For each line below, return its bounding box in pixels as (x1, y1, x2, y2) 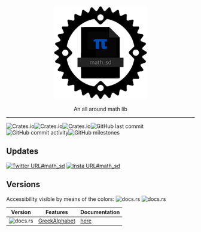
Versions (6, 179, 41, 190)
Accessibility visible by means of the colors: (6, 195, 115, 203)
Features (45, 209, 68, 216)
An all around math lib (74, 105, 127, 112)
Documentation (80, 209, 120, 216)
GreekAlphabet (38, 217, 76, 224)
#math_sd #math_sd (41, 162, 121, 169)
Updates (6, 146, 39, 157)
